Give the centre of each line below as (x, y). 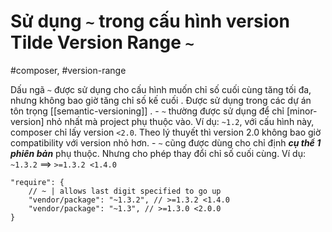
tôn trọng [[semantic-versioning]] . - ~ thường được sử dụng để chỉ (147, 111)
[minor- (302, 111)
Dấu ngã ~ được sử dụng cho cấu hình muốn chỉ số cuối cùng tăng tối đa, (161, 89)
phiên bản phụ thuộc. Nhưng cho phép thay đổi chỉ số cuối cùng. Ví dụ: (158, 153)
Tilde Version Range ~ (102, 42)
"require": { (37, 182)
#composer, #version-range (68, 70)
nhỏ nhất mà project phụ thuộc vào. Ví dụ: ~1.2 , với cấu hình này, (180, 121)
